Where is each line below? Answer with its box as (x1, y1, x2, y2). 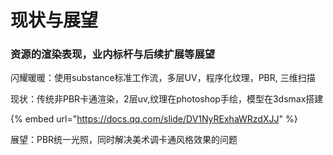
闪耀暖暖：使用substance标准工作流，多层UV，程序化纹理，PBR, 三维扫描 (10, 72, 316, 84)
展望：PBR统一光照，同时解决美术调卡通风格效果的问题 (10, 134, 238, 146)
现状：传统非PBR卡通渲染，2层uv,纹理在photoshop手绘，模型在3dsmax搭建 (10, 93, 324, 105)
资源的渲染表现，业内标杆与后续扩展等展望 (10, 47, 216, 61)
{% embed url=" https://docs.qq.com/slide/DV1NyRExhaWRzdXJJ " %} (10, 113, 298, 125)
